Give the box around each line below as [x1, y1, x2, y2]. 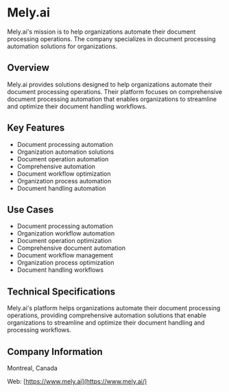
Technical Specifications [7, 286, 116, 297]
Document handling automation [16, 184, 106, 192]
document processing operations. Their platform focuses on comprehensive [7, 87, 223, 95]
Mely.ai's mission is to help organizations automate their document [7, 27, 196, 36]
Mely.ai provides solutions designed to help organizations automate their [7, 80, 213, 89]
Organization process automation [16, 176, 112, 185]
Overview [7, 62, 50, 73]
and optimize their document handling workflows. [7, 102, 147, 111]
